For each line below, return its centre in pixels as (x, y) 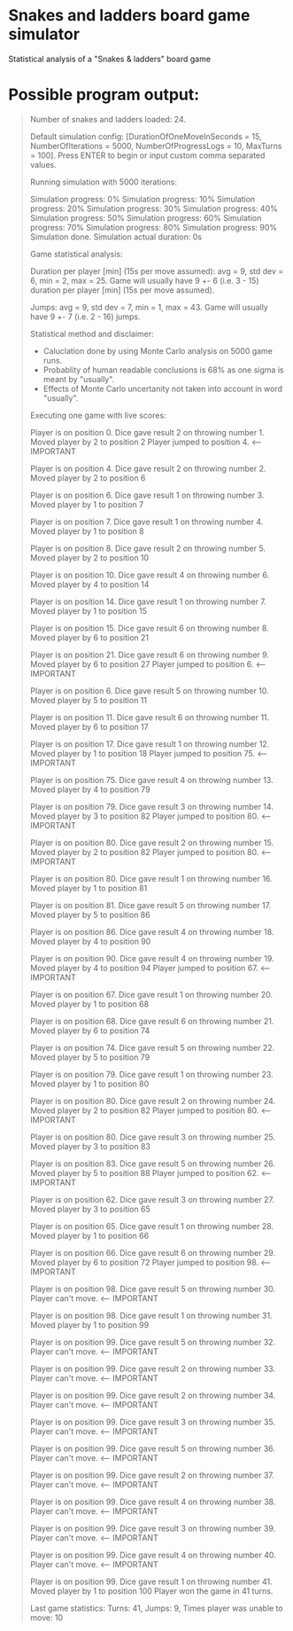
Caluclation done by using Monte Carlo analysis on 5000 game (158, 350)
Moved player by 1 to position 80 (89, 1084)
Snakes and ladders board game (129, 16)
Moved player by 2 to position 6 (88, 478)
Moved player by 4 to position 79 (90, 789)
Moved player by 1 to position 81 (89, 888)
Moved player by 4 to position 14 (89, 584)
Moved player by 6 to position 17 (89, 726)
